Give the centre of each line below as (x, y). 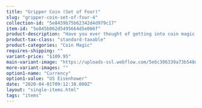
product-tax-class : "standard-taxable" (56, 40)
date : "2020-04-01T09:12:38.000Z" (50, 85)
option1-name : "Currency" (38, 73)
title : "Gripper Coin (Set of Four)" (54, 12)
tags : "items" (24, 95)
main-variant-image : (32, 62)
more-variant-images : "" (37, 67)
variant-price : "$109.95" (38, 56)
